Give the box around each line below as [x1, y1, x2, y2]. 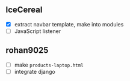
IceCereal [5, 5, 43, 15]
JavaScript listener [14, 27, 61, 35]
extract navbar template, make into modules [14, 20, 124, 28]
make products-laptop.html [14, 61, 84, 68]
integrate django [14, 68, 55, 75]
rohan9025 [5, 45, 49, 56]
